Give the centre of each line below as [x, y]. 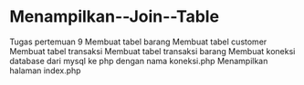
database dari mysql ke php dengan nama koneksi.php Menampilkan [139, 61]
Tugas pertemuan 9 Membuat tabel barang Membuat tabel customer [138, 42]
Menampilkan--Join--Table [115, 17]
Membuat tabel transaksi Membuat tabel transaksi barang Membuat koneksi [152, 51]
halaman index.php [45, 71]
